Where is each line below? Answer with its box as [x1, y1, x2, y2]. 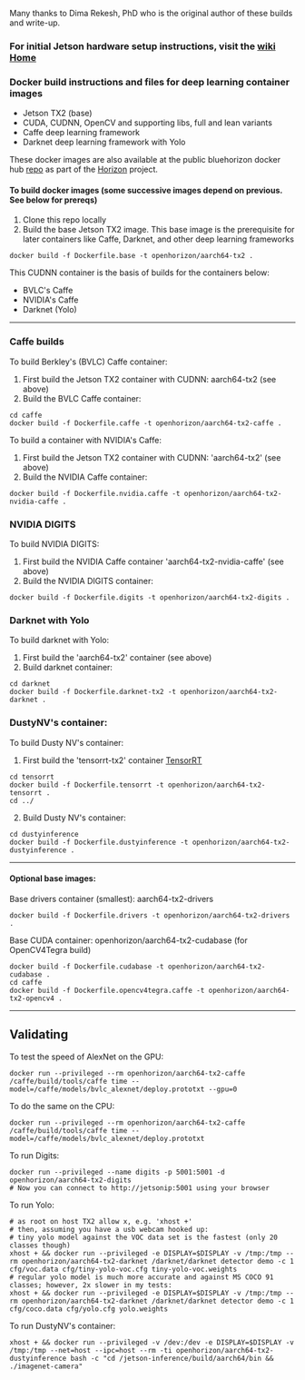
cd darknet [9, 680, 51, 689]
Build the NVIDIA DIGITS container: [22, 576, 154, 587]
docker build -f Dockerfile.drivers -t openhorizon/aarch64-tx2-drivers [9, 910, 290, 920]
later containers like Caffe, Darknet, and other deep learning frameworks [22, 233, 295, 244]
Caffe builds [9, 335, 65, 348]
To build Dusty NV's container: [9, 737, 124, 748]
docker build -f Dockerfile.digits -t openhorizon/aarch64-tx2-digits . [9, 593, 290, 602]
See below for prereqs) [9, 194, 98, 205]
